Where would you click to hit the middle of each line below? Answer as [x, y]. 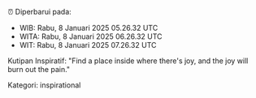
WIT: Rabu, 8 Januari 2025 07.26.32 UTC [88, 45]
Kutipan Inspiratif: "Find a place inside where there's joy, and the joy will [128, 61]
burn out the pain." [39, 69]
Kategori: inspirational [44, 85]
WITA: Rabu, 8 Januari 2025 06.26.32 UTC [91, 36]
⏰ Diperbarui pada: [40, 12]
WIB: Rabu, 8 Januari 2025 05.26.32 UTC [89, 28]
